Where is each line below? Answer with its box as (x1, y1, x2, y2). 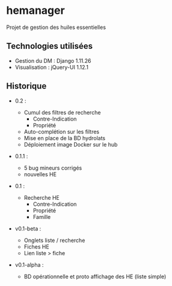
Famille (32, 213, 51, 220)
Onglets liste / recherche (23, 237, 85, 244)
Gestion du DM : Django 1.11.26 (14, 57, 91, 64)
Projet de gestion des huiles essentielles (6, 24, 106, 31)
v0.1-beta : (14, 224, 41, 232)
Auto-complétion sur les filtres (23, 128, 100, 135)
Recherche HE (23, 194, 60, 201)
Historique (6, 81, 47, 91)
